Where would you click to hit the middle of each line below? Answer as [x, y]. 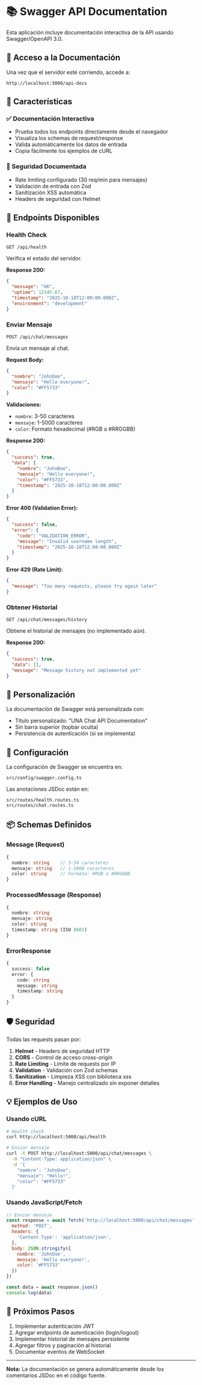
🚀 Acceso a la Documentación [63, 58]
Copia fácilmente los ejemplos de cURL [63, 151]
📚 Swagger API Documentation [87, 12]
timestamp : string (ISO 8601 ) [49, 930]
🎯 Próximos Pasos [41, 1312]
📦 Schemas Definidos [49, 825]
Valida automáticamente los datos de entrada [71, 144]
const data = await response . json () [52, 1288]
